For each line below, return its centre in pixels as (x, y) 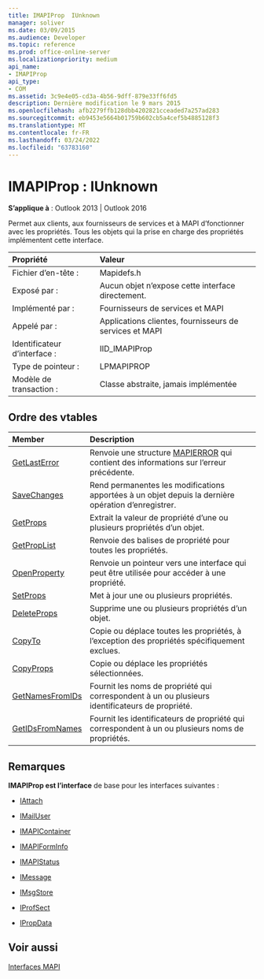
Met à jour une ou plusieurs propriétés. (161, 596)
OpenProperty (38, 573)
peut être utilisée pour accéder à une (158, 573)
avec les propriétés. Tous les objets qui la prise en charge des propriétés (126, 232)
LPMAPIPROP (125, 367)
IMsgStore (36, 892)
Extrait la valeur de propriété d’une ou (159, 518)
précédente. (112, 472)
